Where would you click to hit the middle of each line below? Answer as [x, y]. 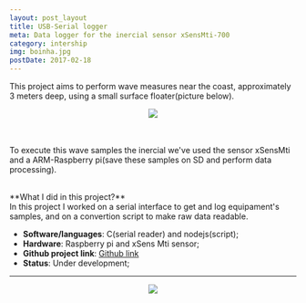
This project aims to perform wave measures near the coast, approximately [150, 86]
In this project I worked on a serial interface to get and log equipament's [144, 207]
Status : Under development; [76, 263]
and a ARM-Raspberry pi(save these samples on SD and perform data [141, 160]
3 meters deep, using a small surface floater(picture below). [122, 96]
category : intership [49, 43]
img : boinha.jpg [40, 52]
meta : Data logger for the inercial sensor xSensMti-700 [120, 35]
